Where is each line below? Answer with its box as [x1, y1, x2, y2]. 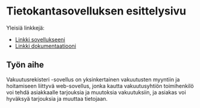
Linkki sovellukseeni [15, 36, 65, 43]
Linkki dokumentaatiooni [15, 42, 77, 49]
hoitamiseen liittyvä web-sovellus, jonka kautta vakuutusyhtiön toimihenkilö [6, 82, 195, 89]
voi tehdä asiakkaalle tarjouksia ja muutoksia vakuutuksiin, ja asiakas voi [6, 89, 186, 96]
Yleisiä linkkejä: [6, 24, 45, 31]
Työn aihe [6, 60, 44, 70]
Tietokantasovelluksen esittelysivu [6, 4, 187, 18]
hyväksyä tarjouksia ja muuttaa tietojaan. [6, 95, 108, 102]
